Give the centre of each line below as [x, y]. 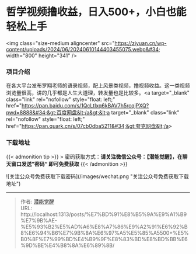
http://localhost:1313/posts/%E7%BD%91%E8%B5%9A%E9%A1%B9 [104, 214]
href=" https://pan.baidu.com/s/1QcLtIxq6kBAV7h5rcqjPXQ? [78, 106]
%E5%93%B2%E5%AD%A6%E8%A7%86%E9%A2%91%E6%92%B [104, 227]
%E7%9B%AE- [38, 220]
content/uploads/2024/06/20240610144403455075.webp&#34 [83, 49]
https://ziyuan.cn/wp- [141, 43]
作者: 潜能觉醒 [37, 201]
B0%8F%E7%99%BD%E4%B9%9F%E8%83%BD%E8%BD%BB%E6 [104, 239]
